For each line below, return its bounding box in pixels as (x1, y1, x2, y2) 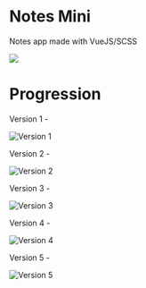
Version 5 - (9, 252, 51, 263)
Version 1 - (9, 114, 49, 124)
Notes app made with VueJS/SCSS (9, 36, 138, 47)
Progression (9, 84, 101, 105)
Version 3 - (9, 182, 51, 193)
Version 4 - (9, 217, 51, 228)
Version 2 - (9, 148, 51, 158)
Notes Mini (9, 6, 92, 27)
